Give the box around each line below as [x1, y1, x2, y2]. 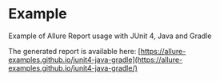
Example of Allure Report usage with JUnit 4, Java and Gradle [8, 31, 212, 40]
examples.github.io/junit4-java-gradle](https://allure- [8, 55, 183, 64]
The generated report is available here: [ [8, 46, 142, 56]
